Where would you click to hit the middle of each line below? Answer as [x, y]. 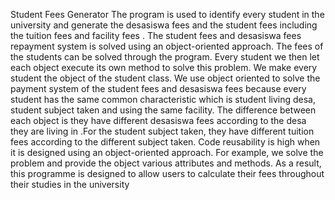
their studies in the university [70, 184]
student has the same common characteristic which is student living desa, [163, 99]
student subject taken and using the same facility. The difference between [163, 110]
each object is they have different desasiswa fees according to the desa [158, 120]
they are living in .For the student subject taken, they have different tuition [162, 131]
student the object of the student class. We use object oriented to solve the [165, 78]
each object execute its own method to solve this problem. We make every [164, 67]
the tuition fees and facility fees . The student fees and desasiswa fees [156, 35]
